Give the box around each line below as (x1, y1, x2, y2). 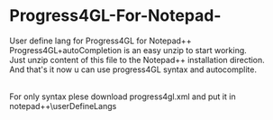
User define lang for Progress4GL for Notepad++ (9, 35, 192, 46)
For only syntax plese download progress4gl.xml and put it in (9, 91, 236, 102)
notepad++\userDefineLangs (9, 100, 117, 111)
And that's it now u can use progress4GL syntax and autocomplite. (9, 64, 257, 75)
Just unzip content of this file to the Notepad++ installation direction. (9, 54, 266, 65)
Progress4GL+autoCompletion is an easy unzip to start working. (9, 44, 248, 55)
